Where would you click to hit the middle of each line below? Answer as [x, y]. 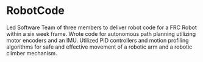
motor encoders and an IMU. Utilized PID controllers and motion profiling [98, 40]
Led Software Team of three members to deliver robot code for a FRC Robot [101, 27]
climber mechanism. [32, 53]
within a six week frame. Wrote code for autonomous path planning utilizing [101, 33]
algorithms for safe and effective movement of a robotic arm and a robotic [99, 47]
